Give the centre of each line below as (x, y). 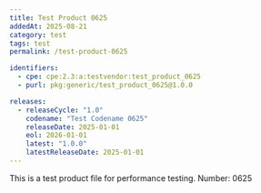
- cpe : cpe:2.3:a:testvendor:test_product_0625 (110, 77)
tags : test (30, 43)
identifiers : (34, 68)
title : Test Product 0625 (58, 18)
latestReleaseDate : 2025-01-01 (85, 152)
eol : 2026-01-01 (57, 136)
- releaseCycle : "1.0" (60, 110)
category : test (38, 35)
